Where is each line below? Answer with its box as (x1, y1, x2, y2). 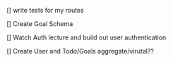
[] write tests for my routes (6, 6, 84, 14)
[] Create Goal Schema (6, 20, 73, 27)
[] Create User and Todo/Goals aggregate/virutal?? (6, 47, 155, 55)
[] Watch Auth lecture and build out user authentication (6, 33, 167, 42)
